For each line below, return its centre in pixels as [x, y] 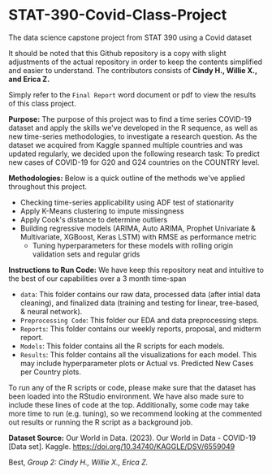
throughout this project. [48, 186]
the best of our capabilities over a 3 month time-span [97, 279]
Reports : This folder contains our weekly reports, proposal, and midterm [140, 328]
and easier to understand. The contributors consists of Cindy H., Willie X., [133, 70]
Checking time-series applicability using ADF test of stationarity [127, 202]
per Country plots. [51, 372]
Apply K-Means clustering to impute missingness [102, 211]
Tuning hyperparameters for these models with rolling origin [133, 245]
